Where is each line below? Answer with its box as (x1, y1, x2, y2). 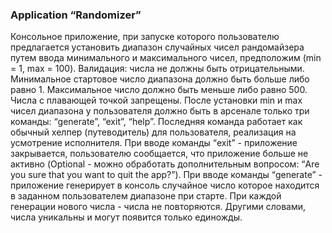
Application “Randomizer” (10, 8, 142, 22)
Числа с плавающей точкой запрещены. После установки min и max (10, 94, 303, 107)
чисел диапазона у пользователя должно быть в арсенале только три (10, 105, 310, 117)
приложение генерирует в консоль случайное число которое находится (10, 179, 320, 192)
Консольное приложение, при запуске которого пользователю (10, 31, 280, 43)
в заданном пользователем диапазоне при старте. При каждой (10, 190, 282, 202)
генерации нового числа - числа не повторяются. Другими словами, (10, 201, 307, 213)
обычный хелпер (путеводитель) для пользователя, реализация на (10, 126, 297, 138)
